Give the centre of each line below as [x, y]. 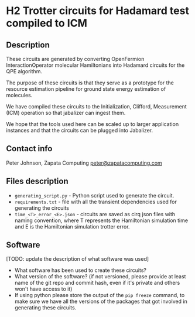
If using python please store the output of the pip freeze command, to [100, 295]
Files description [37, 181]
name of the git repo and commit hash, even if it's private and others [97, 283]
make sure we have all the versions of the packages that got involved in [101, 301]
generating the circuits [42, 208]
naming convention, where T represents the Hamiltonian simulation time [101, 220]
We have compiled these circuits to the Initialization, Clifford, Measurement [97, 106]
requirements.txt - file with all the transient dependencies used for [96, 202]
